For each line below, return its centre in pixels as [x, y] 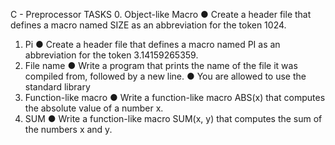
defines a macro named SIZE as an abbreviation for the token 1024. [148, 25]
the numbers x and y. [68, 129]
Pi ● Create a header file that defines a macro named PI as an [152, 44]
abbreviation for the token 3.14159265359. [111, 55]
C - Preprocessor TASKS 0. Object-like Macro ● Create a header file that [161, 14]
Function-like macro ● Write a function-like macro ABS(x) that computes [175, 97]
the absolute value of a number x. [94, 108]
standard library [57, 87]
